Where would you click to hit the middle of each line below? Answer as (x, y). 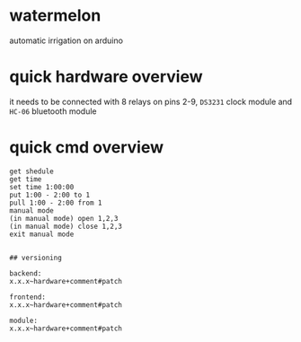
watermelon (55, 16)
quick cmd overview (87, 148)
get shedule (31, 171)
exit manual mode (42, 234)
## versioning (36, 258)
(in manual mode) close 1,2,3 (66, 226)
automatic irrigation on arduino (66, 40)
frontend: (28, 297)
